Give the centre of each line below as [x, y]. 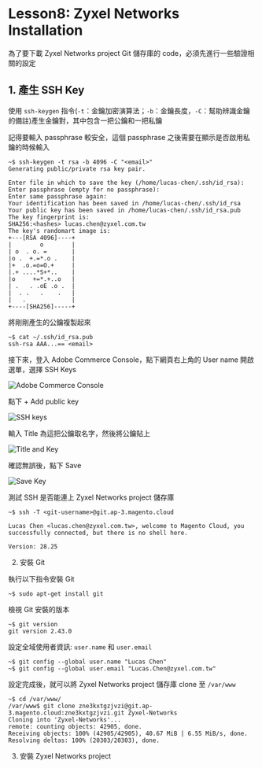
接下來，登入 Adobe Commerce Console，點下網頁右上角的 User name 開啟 [131, 360]
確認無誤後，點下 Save [45, 465]
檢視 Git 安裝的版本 [39, 609]
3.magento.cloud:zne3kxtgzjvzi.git [66, 713]
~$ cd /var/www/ [35, 699]
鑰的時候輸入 [29, 147]
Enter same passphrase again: [58, 196]
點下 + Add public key [44, 401]
